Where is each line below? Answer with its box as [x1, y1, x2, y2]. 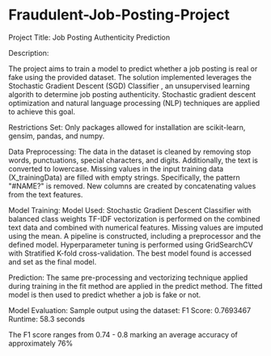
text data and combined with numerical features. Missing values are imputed [8, 222, 264, 232]
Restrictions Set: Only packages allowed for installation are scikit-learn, [8, 122, 246, 132]
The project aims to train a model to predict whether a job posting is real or [8, 63, 258, 74]
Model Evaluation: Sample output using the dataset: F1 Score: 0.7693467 [8, 305, 252, 315]
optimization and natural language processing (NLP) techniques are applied [8, 98, 260, 108]
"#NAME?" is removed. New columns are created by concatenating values [8, 180, 256, 191]
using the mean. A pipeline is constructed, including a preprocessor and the [8, 231, 261, 240]
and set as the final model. [8, 256, 97, 266]
